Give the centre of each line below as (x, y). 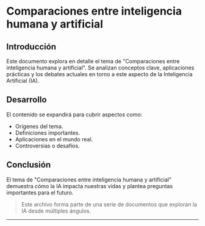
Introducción (31, 47)
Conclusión (29, 165)
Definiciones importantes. (48, 133)
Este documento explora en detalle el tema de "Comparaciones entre (93, 61)
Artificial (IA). (23, 81)
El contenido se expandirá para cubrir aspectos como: (74, 115)
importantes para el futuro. (40, 192)
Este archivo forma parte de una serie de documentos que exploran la (109, 204)
